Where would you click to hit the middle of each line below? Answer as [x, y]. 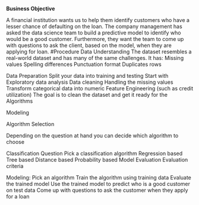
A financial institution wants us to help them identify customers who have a [98, 20]
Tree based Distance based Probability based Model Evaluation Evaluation [97, 160]
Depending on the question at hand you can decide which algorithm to [92, 135]
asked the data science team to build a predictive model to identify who [94, 33]
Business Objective [31, 9]
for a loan [18, 196]
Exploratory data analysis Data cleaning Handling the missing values [90, 82]
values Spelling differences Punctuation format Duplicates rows [84, 64]
